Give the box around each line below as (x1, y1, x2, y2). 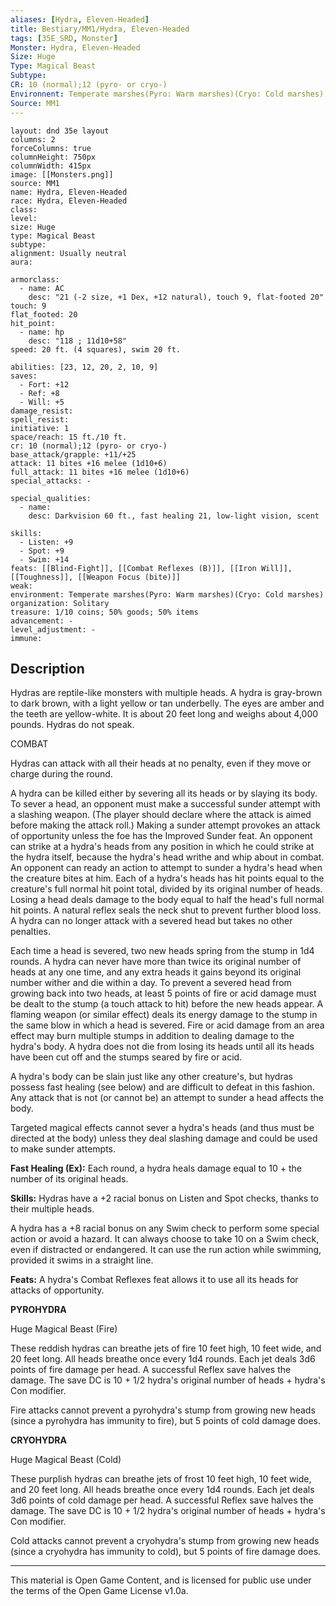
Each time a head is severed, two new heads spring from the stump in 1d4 (10, 945, 315, 957)
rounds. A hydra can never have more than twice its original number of (10, 956, 302, 968)
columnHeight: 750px (10, 152, 97, 162)
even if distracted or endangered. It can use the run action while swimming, (10, 1244, 322, 1256)
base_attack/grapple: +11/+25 (10, 449, 137, 460)
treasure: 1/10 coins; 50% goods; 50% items (10, 607, 199, 617)
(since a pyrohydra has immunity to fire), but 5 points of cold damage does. (10, 1415, 322, 1427)
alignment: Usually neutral (10, 248, 128, 258)
